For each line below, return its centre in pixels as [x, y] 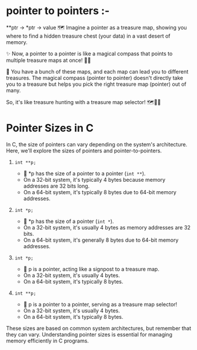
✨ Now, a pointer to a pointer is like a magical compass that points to [89, 54]
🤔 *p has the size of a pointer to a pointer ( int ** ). [84, 173]
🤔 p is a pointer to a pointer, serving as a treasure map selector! [100, 304]
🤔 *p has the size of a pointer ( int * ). [69, 221]
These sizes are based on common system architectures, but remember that [99, 328]
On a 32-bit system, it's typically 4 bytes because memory [94, 179]
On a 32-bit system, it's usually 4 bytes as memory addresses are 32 [107, 227]
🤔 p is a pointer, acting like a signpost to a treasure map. [91, 269]
